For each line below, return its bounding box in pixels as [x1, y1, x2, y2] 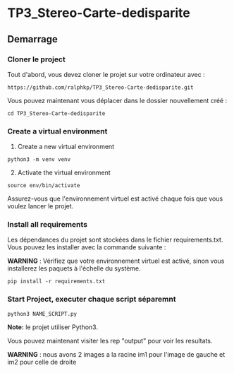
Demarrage [7, 33, 58, 45]
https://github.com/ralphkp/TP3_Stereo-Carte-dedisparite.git [7, 83, 194, 91]
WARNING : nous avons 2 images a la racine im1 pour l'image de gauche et [7, 350, 226, 358]
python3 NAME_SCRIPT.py [7, 310, 78, 317]
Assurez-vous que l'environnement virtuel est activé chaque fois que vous [7, 194, 223, 203]
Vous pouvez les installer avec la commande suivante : [7, 243, 166, 251]
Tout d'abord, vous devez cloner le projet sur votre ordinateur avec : [7, 70, 206, 78]
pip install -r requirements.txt [7, 278, 106, 285]
